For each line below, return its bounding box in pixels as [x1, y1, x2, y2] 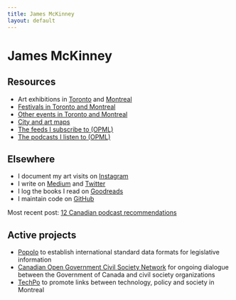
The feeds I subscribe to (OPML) [17, 125, 114, 134]
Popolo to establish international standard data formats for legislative [17, 248, 220, 257]
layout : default [7, 17, 55, 24]
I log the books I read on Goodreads [17, 187, 124, 195]
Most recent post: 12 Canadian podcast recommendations [7, 208, 177, 217]
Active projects [7, 229, 77, 241]
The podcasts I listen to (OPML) [17, 132, 111, 141]
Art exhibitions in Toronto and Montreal [17, 95, 133, 103]
